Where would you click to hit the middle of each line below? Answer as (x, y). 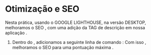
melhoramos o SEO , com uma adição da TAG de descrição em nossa (75, 27)
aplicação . (16, 33)
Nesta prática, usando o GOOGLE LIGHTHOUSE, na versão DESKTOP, (75, 22)
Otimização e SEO (42, 9)
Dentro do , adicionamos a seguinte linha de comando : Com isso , (79, 42)
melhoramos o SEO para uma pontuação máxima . (63, 47)
